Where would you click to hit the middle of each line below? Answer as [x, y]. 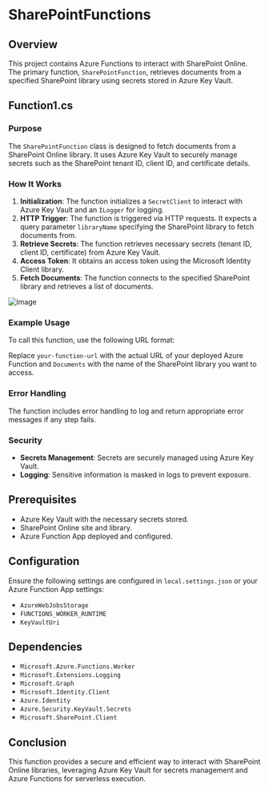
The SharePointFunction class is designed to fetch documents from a [122, 146]
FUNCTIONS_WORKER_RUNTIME [63, 614]
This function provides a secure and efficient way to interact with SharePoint [134, 762]
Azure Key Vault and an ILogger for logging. [92, 209]
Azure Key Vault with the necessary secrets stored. [104, 519]
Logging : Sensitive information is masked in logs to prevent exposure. [135, 474]
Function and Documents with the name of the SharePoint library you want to [133, 364]
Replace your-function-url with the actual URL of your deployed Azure [126, 356]
